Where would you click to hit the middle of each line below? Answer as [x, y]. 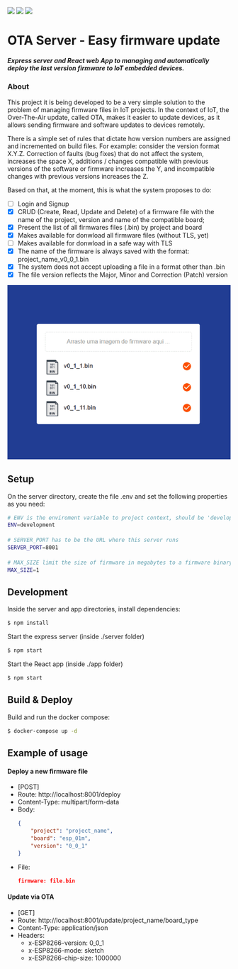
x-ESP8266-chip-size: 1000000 [75, 958]
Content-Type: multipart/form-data [68, 802]
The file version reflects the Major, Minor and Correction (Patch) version [123, 275]
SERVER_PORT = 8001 [33, 548]
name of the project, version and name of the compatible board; [111, 219]
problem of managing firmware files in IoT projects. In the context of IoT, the [118, 109]
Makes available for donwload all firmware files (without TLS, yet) [113, 235]
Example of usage [48, 753]
